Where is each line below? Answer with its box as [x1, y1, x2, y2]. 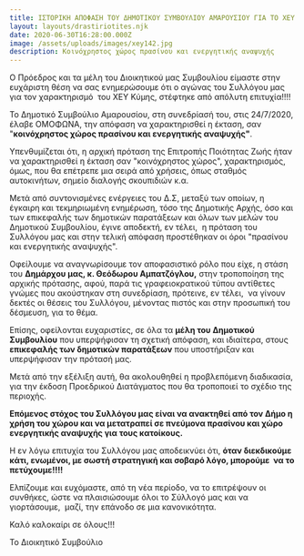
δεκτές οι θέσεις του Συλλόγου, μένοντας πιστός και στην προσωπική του [9, 298, 291, 308]
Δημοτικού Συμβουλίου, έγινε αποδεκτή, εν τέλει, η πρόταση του [9, 222, 258, 233]
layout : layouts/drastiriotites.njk [9, 22, 148, 31]
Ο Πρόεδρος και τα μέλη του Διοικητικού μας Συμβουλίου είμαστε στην [9, 72, 280, 83]
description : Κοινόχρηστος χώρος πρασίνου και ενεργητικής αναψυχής [9, 47, 275, 56]
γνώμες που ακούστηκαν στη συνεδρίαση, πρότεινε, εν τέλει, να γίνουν [9, 288, 286, 298]
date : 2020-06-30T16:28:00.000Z [9, 30, 132, 39]
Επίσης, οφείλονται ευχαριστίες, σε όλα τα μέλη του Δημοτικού [9, 325, 255, 336]
